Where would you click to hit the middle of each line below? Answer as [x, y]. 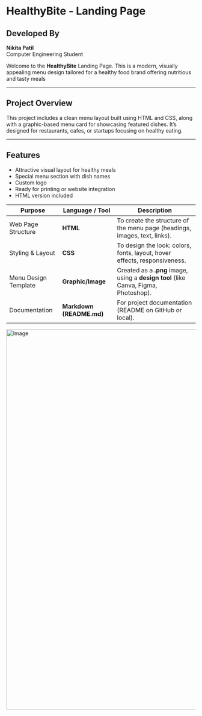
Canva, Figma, [137, 285]
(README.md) [83, 313]
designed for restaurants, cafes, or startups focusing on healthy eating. [95, 130]
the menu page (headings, [154, 228]
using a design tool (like [151, 277]
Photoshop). [134, 292]
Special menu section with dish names [63, 176]
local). [126, 318]
